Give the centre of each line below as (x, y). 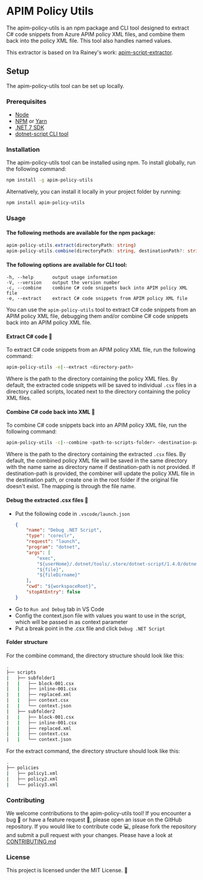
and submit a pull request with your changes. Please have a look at (89, 835)
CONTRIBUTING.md (31, 841)
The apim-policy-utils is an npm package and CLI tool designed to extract (98, 28)
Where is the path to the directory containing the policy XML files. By (92, 379)
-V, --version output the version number (63, 283)
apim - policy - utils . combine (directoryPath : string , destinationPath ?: (96, 251)
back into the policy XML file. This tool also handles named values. (89, 40)
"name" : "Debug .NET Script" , (64, 530)
